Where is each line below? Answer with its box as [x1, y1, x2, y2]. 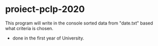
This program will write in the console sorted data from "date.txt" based [5, 20, 153, 26]
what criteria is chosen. [5, 25, 53, 31]
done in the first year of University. [12, 35, 84, 41]
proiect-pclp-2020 [5, 3, 85, 15]
